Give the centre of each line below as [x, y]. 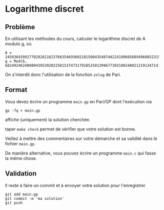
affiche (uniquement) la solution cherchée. [48, 119]
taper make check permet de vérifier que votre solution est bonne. [71, 129]
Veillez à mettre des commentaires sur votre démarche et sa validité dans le [81, 138]
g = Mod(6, [16, 61]
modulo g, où [18, 44]
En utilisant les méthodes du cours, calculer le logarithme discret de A [75, 38]
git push [14, 203]
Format [16, 90]
